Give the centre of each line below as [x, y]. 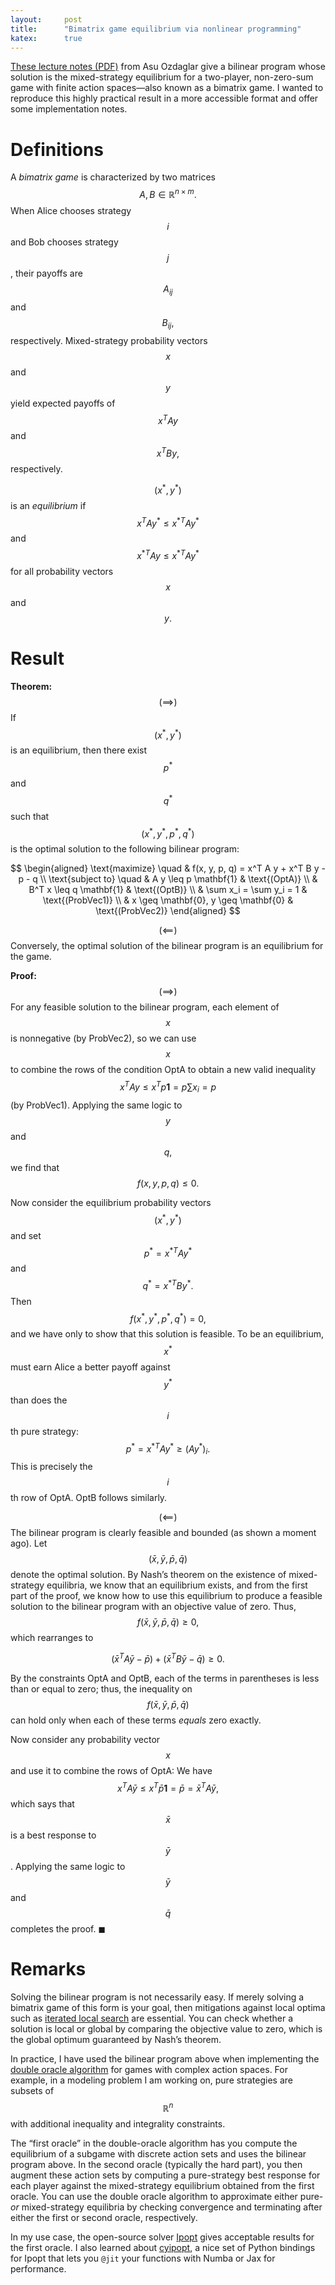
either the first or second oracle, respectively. [104, 2218]
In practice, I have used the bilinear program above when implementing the [165, 2058]
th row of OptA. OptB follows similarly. [89, 1498]
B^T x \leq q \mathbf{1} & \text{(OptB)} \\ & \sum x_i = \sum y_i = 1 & [168, 890]
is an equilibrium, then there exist [79, 750]
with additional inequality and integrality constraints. [118, 2124]
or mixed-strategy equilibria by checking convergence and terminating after [166, 2207]
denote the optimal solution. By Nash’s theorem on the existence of [148, 1575]
